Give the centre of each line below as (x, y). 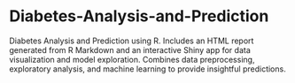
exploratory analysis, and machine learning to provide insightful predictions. (147, 69)
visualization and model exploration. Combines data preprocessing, (132, 59)
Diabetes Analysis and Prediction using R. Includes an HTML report (132, 41)
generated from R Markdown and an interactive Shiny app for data (130, 49)
